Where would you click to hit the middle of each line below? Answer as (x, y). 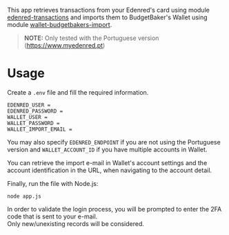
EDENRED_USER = (29, 105)
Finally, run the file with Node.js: (53, 183)
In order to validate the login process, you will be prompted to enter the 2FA (114, 209)
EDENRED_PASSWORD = (35, 111)
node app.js (24, 196)
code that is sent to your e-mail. (52, 216)
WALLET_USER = (28, 117)
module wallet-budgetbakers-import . (60, 25)
